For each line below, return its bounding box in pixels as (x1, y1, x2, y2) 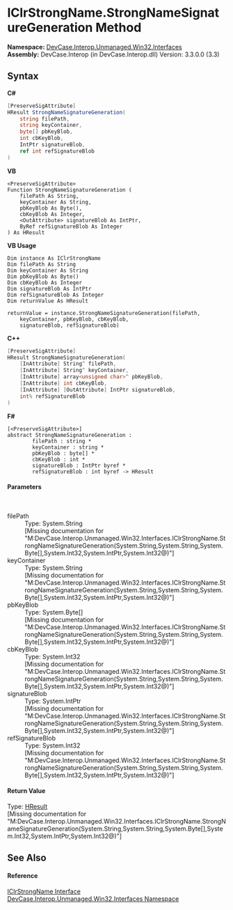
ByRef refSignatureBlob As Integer (19, 223, 123, 230)
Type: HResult (7, 802, 47, 810)
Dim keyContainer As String (7, 267, 89, 274)
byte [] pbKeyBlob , (19, 128, 73, 135)
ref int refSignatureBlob (19, 148, 95, 155)
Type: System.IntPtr (24, 697, 81, 705)
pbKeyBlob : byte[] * (32, 449, 95, 457)
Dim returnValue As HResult (7, 298, 89, 304)
